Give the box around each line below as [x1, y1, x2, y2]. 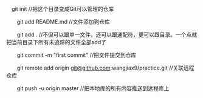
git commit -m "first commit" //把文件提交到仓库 [16, 51, 137, 59]
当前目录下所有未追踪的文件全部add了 [11, 39, 107, 45]
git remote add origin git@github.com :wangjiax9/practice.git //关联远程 [16, 64, 194, 71]
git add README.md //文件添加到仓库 [16, 18, 111, 25]
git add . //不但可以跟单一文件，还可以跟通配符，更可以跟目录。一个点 [16, 31, 192, 38]
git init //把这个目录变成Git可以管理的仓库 [11, 5, 114, 12]
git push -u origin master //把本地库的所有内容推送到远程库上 [16, 85, 170, 92]
